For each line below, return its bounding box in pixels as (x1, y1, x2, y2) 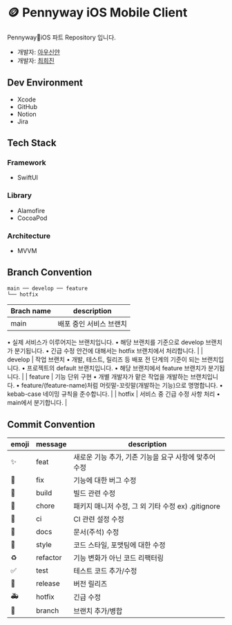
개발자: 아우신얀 (17, 48, 60, 56)
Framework (7, 158, 46, 168)
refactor (35, 553, 62, 562)
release (35, 578, 60, 588)
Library (7, 190, 32, 200)
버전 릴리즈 (73, 579, 108, 588)
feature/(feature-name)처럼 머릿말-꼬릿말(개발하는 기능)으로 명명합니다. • (21, 381, 223, 389)
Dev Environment (7, 77, 84, 89)
